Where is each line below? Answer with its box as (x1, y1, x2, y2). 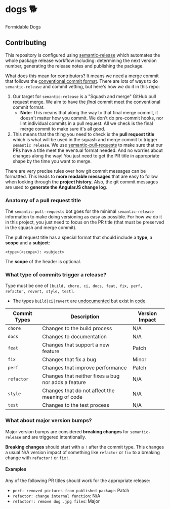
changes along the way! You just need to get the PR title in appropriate (12, 152, 160, 158)
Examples (5, 466, 27, 472)
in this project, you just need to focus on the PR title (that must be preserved (5, 219, 164, 226)
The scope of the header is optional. (5, 259, 81, 265)
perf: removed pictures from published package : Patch (12, 487, 130, 493)
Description (70, 313, 100, 320)
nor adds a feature (42, 379, 86, 386)
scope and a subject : (5, 240, 51, 246)
